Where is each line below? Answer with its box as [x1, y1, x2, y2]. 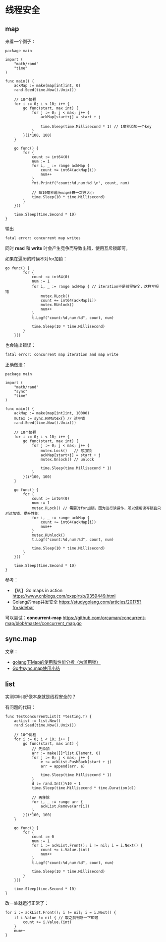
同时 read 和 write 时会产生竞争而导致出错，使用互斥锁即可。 [5, 245, 130, 251]
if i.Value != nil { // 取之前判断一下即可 [14, 915, 99, 921]
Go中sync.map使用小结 [12, 665, 60, 671]
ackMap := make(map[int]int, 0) [14, 83, 81, 88]
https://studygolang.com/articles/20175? [58, 599, 142, 605]
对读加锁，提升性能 [5, 511, 39, 516]
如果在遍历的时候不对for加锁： [5, 255, 68, 261]
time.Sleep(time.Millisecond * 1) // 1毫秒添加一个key [40, 124, 152, 129]
